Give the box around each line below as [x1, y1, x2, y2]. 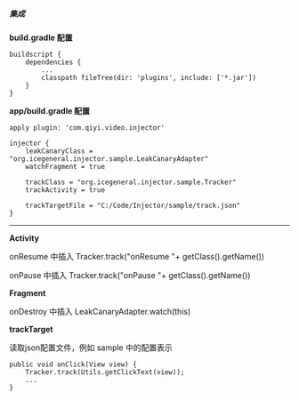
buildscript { [9, 50, 62, 59]
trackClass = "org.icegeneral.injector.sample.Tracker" [25, 178, 238, 187]
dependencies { [25, 58, 82, 67]
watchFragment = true [25, 162, 105, 171]
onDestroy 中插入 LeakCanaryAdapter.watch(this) [9, 306, 191, 316]
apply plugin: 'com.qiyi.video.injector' [9, 123, 166, 132]
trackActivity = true [25, 185, 105, 195]
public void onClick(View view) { [9, 360, 138, 369]
